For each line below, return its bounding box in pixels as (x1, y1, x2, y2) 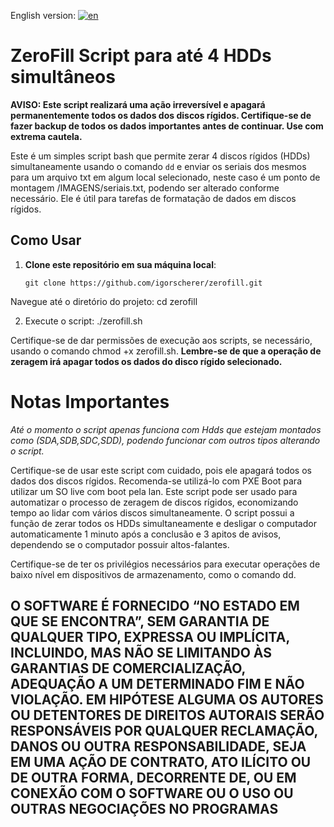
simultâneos (10, 66, 116, 89)
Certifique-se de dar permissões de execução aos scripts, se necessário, (10, 334, 313, 346)
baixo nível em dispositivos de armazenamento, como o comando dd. (10, 568, 297, 580)
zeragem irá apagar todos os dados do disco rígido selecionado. (10, 355, 283, 367)
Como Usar (10, 232, 82, 249)
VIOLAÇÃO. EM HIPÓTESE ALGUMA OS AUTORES (10, 691, 324, 709)
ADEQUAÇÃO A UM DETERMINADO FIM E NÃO (10, 676, 305, 693)
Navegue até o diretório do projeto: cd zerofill (10, 295, 198, 307)
